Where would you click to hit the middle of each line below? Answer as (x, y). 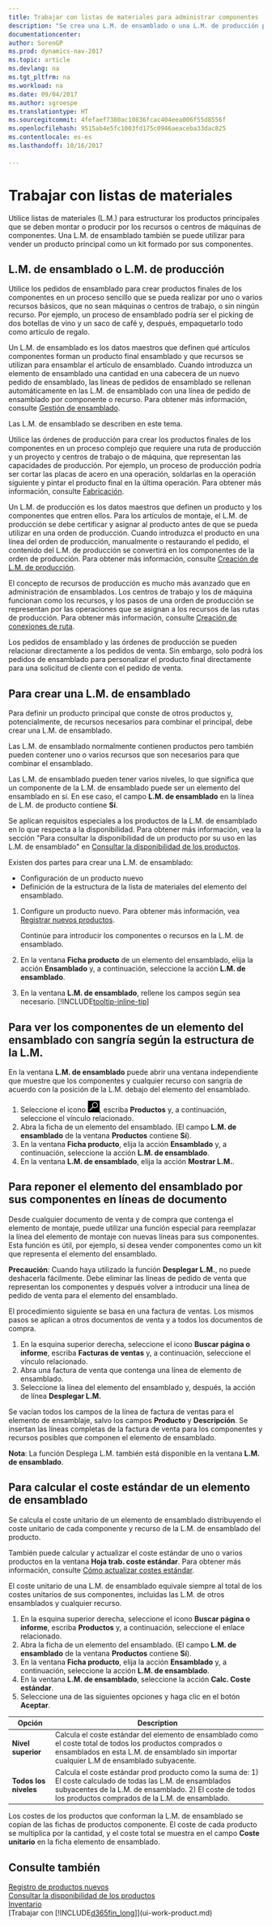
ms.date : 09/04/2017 (43, 94)
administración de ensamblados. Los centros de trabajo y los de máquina (130, 592)
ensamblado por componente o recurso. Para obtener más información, (128, 400)
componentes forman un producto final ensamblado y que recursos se (126, 357)
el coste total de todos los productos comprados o (139, 1743)
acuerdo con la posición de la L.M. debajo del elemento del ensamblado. (130, 1089)
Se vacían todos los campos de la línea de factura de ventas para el (121, 1411)
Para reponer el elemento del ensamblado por (125, 1187)
